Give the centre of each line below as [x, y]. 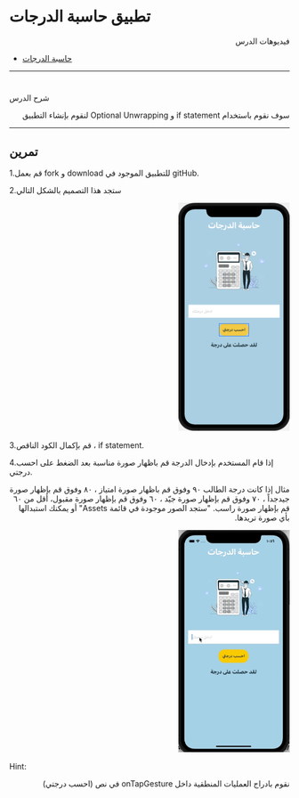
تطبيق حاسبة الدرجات [80, 16]
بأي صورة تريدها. [262, 517]
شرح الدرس [29, 98]
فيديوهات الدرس [263, 41]
